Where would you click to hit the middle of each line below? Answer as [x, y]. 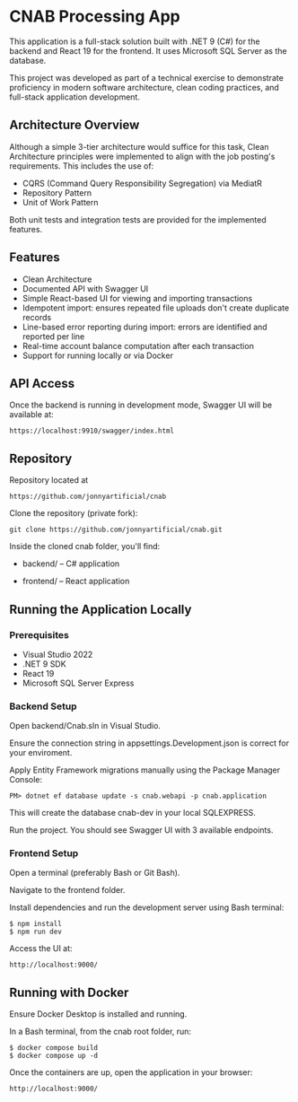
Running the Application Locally [101, 609]
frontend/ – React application [76, 582]
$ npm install [36, 924]
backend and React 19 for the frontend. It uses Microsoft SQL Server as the [148, 50]
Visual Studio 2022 [57, 654]
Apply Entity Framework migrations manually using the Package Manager [145, 770]
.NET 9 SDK [44, 664]
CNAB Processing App [95, 17]
